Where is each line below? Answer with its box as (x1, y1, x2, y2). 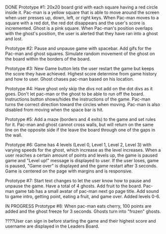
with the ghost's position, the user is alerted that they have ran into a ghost (5, 31, 158, 36)
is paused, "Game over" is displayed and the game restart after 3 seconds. (5, 163, 158, 169)
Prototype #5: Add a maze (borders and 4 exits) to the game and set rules (5, 117, 156, 122)
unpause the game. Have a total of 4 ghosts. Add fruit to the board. (5, 183, 142, 189)
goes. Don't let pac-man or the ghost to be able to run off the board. (5, 91, 145, 97)
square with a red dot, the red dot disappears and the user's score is (5, 20, 145, 26)
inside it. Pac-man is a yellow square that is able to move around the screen (5, 9, 160, 15)
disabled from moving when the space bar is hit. (5, 107, 104, 113)
